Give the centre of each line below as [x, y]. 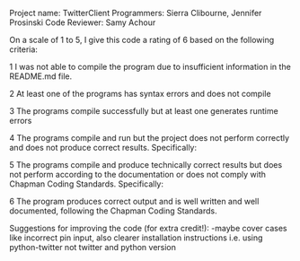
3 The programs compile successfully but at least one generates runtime [144, 111]
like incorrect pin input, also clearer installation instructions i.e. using [136, 238]
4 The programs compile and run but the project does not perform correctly [150, 138]
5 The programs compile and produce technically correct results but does [146, 165]
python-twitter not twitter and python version [93, 247]
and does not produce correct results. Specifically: [103, 148]
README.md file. [41, 76]
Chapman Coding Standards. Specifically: [87, 184]
